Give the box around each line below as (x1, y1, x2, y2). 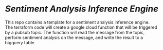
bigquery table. (5, 39, 36, 45)
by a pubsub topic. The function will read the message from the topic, (5, 29, 145, 35)
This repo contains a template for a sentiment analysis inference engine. (5, 19, 150, 25)
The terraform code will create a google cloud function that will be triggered (5, 24, 157, 30)
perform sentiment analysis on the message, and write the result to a (5, 35, 143, 40)
